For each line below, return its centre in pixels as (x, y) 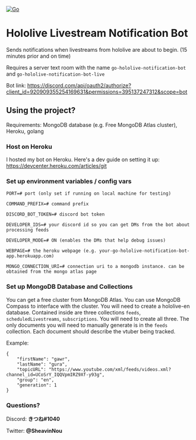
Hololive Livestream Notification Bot (97, 33)
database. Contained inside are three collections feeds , (74, 312)
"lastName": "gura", (42, 364)
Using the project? (41, 110)
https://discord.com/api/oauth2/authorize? (79, 85)
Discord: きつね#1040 (33, 419)
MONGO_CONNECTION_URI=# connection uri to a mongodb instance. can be (95, 267)
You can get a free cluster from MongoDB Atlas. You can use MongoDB (94, 299)
